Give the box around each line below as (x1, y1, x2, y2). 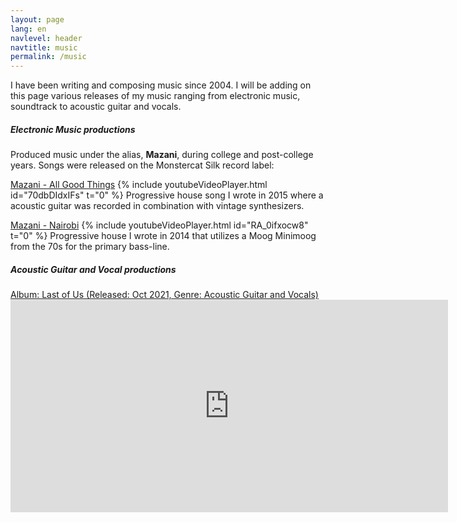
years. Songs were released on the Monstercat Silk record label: (10, 159, 275, 171)
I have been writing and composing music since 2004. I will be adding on (10, 79, 312, 91)
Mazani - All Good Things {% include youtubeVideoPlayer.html (10, 179, 268, 191)
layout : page (10, 14, 65, 25)
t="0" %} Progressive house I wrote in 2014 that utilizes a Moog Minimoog (10, 230, 317, 242)
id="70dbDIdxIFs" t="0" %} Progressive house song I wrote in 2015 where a (10, 189, 324, 201)
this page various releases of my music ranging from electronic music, (10, 90, 301, 102)
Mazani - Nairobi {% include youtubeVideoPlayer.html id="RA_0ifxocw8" (10, 219, 309, 231)
